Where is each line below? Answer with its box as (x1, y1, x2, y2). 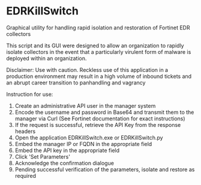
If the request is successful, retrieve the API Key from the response (14, 121, 181, 128)
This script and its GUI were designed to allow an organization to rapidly (6, 42, 184, 49)
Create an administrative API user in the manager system (14, 102, 156, 109)
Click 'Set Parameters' (14, 153, 71, 160)
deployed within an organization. (6, 54, 87, 62)
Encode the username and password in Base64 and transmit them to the (14, 108, 194, 116)
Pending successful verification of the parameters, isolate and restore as (14, 166, 195, 173)
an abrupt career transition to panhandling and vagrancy (6, 79, 146, 86)
